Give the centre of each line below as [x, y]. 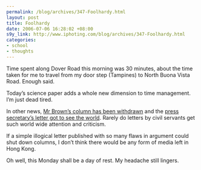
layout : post [23, 18]
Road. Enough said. [31, 81]
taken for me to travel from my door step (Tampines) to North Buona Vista [98, 75]
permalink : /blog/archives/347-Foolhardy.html [66, 12]
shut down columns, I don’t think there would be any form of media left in [97, 142]
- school [17, 46]
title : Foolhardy [28, 23]
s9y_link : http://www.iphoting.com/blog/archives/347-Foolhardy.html [96, 34]
